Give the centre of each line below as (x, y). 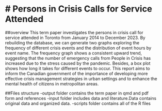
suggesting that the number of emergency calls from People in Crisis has (78, 58)
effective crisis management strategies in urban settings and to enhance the (81, 79)
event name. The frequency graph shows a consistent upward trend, (73, 53)
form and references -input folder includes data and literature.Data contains (81, 98)
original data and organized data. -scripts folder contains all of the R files (78, 103)
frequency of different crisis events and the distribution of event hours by (78, 48)
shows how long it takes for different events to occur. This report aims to (78, 68)
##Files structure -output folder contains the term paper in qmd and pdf (77, 93)
